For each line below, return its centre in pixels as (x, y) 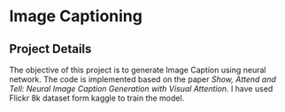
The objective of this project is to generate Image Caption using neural (138, 70)
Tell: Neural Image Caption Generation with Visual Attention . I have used (141, 89)
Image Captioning (76, 16)
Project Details (50, 49)
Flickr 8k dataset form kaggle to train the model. (97, 98)
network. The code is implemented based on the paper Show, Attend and (142, 79)
